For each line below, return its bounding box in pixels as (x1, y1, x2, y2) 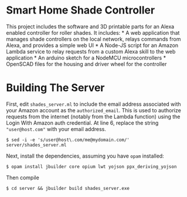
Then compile (6, 174, 39, 181)
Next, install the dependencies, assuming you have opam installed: (6, 152, 164, 159)
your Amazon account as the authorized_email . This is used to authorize (6, 106, 182, 113)
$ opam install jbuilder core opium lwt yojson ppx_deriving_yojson (6, 163, 177, 169)
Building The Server (6, 81, 105, 95)
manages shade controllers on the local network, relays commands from (6, 35, 181, 42)
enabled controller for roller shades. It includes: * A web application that (6, 29, 180, 36)
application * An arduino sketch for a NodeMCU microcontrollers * (6, 54, 166, 61)
